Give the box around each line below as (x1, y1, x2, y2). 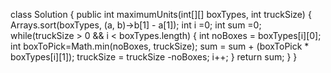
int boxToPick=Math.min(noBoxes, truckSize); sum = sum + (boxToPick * (10, 40, 310, 52)
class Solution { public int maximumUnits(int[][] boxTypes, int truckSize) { (10, 9, 312, 20)
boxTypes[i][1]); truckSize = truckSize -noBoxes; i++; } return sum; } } (10, 51, 298, 63)
